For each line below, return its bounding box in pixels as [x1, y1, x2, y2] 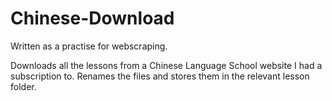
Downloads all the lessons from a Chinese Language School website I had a [10, 59, 323, 71]
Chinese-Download [10, 7, 175, 30]
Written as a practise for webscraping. [10, 40, 168, 52]
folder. [10, 80, 37, 92]
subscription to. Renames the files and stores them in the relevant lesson [10, 70, 310, 82]
